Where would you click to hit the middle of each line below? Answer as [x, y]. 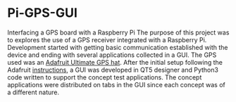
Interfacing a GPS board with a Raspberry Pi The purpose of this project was [118, 32]
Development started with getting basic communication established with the [118, 47]
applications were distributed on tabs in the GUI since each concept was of [116, 84]
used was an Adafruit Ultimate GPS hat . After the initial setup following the [115, 62]
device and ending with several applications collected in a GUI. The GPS [112, 55]
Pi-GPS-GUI [42, 13]
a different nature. [33, 92]
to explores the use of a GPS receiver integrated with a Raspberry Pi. [107, 39]
